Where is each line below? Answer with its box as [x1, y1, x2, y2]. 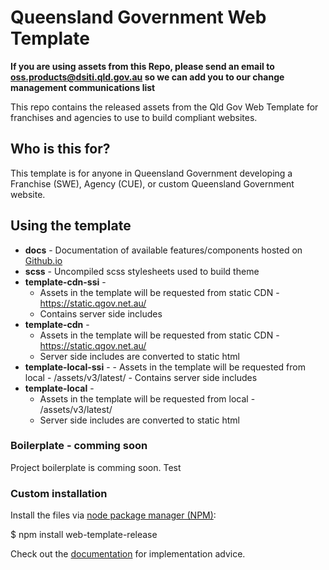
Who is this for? [10, 141, 111, 158]
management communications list [10, 81, 156, 93]
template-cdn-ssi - [24, 276, 107, 288]
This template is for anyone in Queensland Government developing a [10, 167, 293, 179]
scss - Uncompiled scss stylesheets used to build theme [24, 265, 260, 277]
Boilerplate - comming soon [10, 439, 148, 453]
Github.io [24, 254, 63, 266]
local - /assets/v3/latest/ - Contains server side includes [24, 371, 258, 383]
